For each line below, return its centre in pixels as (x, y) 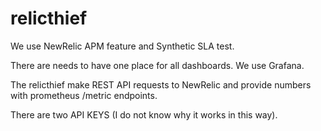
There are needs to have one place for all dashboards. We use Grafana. (157, 65)
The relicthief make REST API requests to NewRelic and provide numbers (161, 84)
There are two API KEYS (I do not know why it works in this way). (144, 114)
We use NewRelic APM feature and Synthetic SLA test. (122, 46)
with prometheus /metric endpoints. (84, 95)
